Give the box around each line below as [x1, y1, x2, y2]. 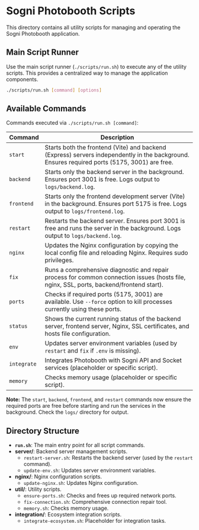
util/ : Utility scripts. [14, 485, 62, 493]
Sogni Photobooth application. [6, 30, 80, 37]
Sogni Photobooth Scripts [6, 4, 136, 18]
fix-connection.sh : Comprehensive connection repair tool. [23, 499, 167, 506]
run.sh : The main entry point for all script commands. [14, 442, 145, 449]
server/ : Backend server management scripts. [14, 448, 128, 455]
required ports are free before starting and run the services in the [6, 402, 166, 410]
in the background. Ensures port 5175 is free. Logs [44, 200, 187, 208]
